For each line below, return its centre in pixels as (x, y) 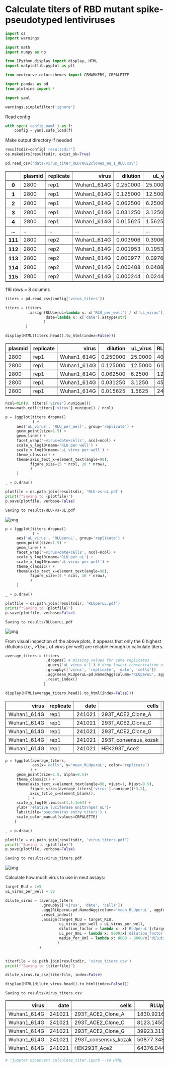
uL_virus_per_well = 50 (30, 892)
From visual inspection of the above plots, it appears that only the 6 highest (83, 641)
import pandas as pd (27, 84)
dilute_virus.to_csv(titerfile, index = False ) (54, 975)
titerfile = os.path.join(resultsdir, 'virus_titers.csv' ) (68, 961)
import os (16, 33)
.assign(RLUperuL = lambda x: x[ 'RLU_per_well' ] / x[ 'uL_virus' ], (96, 312)
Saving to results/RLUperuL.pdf (39, 622)
